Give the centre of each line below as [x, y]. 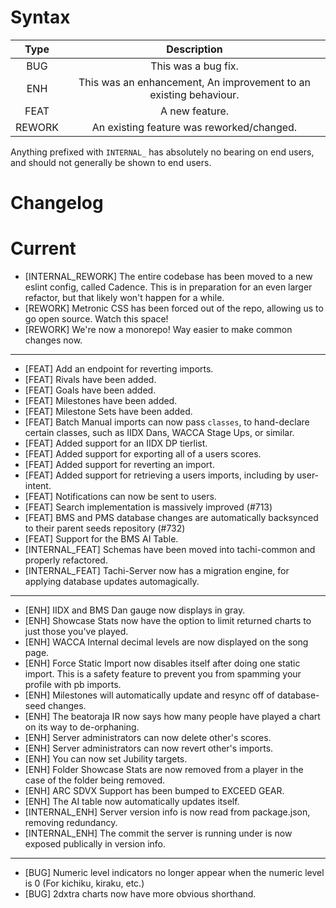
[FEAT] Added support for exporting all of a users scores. [143, 454]
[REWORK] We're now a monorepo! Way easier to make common [158, 330]
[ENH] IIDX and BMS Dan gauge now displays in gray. [135, 610]
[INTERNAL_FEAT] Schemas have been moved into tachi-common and [170, 550]
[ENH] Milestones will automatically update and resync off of [150, 695]
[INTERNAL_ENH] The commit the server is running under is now [158, 833]
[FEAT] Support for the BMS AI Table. [101, 539]
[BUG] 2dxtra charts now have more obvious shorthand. [140, 894]
